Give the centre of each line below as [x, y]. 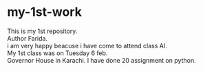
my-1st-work [45, 12]
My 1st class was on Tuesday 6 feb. [57, 53]
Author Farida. [28, 38]
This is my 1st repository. [42, 31]
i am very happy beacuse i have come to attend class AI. [87, 45]
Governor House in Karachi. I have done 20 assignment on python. [101, 60]
